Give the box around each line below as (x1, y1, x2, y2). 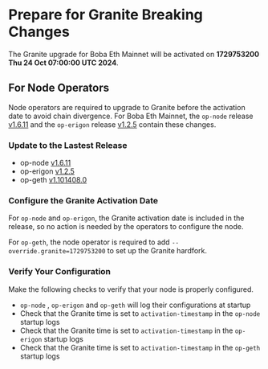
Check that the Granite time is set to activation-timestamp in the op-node (19, 308, 261, 318)
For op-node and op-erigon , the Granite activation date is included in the (8, 213, 245, 223)
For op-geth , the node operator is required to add (8, 237, 170, 247)
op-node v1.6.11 (19, 158, 71, 168)
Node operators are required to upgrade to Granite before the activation (8, 102, 246, 112)
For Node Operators (8, 81, 110, 95)
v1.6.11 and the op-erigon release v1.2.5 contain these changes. (8, 119, 217, 129)
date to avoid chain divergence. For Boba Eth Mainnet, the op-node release (8, 111, 254, 121)
